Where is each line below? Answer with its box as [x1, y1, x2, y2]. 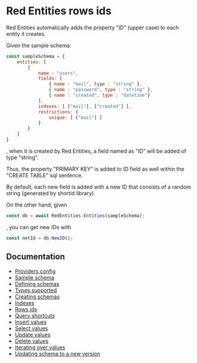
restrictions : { [37, 109, 79, 115]
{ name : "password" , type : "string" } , [48, 87, 153, 93]
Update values [14, 331, 51, 338]
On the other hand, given [6, 201, 67, 208]
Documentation [6, 252, 65, 262]
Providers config [14, 267, 56, 275]
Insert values [14, 318, 47, 325]
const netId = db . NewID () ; [6, 235, 73, 241]
